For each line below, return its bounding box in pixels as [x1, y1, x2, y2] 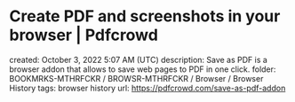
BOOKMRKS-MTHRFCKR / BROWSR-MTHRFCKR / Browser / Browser [9, 73, 264, 83]
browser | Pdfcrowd [9, 25, 158, 45]
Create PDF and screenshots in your [9, 6, 281, 27]
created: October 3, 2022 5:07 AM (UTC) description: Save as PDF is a [9, 54, 268, 65]
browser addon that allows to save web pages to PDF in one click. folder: [9, 64, 276, 75]
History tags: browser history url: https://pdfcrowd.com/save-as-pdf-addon [9, 82, 286, 93]
